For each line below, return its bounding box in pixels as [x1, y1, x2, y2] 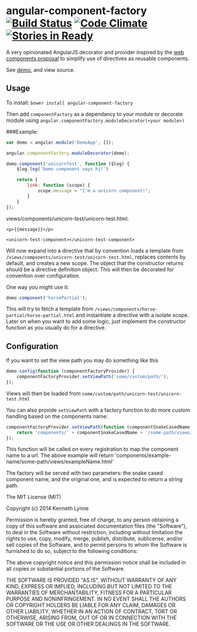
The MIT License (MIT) [6, 494, 62, 501]
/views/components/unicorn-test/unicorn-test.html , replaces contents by [6, 253, 186, 260]
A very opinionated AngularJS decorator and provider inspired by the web [6, 48, 185, 55]
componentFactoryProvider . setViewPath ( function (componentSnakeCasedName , [6, 424, 193, 430]
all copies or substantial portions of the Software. [6, 565, 125, 573]
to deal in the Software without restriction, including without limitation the [6, 529, 183, 536]
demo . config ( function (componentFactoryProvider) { [6, 368, 135, 375]
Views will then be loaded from [6, 390, 81, 397]
